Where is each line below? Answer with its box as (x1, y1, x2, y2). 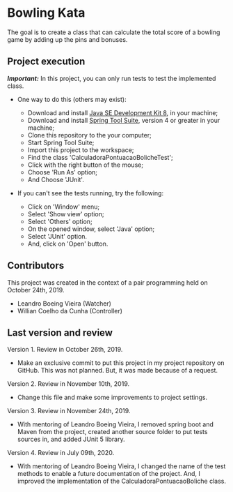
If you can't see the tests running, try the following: (17, 188, 164, 197)
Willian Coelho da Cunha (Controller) (17, 306, 123, 315)
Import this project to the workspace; (27, 145, 134, 154)
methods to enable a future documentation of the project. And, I (17, 470, 200, 478)
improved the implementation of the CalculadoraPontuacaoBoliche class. (17, 477, 226, 486)
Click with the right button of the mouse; (27, 161, 144, 169)
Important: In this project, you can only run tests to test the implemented (7, 74, 216, 82)
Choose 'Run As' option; (27, 167, 98, 176)
